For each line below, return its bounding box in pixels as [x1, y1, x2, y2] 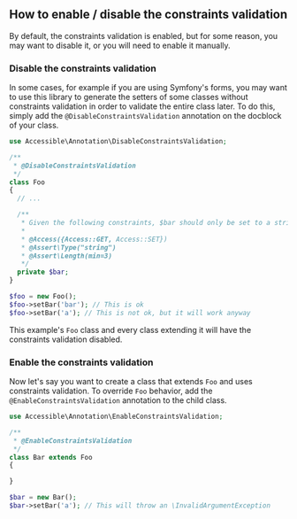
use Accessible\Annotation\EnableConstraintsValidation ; [9, 412, 224, 422]
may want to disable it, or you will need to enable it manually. [9, 40, 232, 50]
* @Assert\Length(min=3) [20, 252, 113, 260]
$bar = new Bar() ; [9, 493, 77, 502]
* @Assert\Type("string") [20, 243, 117, 252]
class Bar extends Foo [9, 453, 93, 461]
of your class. [9, 120, 59, 131]
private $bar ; [17, 267, 69, 277]
